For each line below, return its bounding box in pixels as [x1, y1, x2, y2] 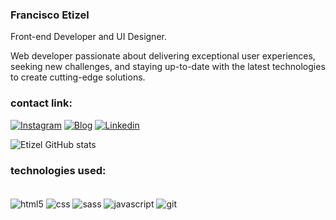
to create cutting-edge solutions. [10, 71, 146, 83]
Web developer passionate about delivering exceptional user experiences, [10, 50, 316, 62]
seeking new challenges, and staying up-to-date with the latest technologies [10, 61, 326, 73]
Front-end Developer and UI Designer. [10, 31, 167, 43]
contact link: [10, 96, 73, 110]
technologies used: [10, 163, 107, 177]
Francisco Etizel [10, 8, 90, 22]
